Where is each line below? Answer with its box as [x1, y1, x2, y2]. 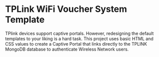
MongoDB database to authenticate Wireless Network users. [5, 46, 129, 52]
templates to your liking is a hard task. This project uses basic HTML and [5, 36, 154, 42]
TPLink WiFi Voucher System [5, 3, 127, 15]
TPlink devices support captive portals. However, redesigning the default [5, 30, 154, 36]
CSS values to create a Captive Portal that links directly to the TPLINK [5, 41, 147, 47]
